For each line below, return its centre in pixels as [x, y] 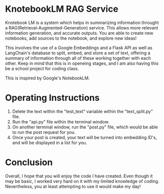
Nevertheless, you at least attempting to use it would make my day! [73, 186]
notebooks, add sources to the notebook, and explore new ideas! [71, 38]
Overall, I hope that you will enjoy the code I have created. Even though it [79, 176]
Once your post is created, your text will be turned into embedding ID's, [84, 137]
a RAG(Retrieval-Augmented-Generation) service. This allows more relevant [82, 27]
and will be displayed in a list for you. [50, 143]
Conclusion [29, 162]
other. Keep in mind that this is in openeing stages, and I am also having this [82, 63]
